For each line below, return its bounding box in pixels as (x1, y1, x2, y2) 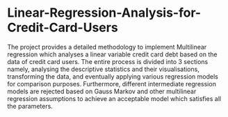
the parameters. (7, 102, 54, 110)
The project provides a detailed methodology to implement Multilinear (7, 42, 207, 51)
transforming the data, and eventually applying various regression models (7, 72, 219, 81)
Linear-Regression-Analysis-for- (7, 5, 202, 21)
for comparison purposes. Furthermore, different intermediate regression (7, 79, 217, 88)
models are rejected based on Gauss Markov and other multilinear (7, 87, 197, 95)
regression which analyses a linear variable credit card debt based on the (7, 50, 218, 58)
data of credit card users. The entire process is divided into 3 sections (7, 57, 209, 65)
